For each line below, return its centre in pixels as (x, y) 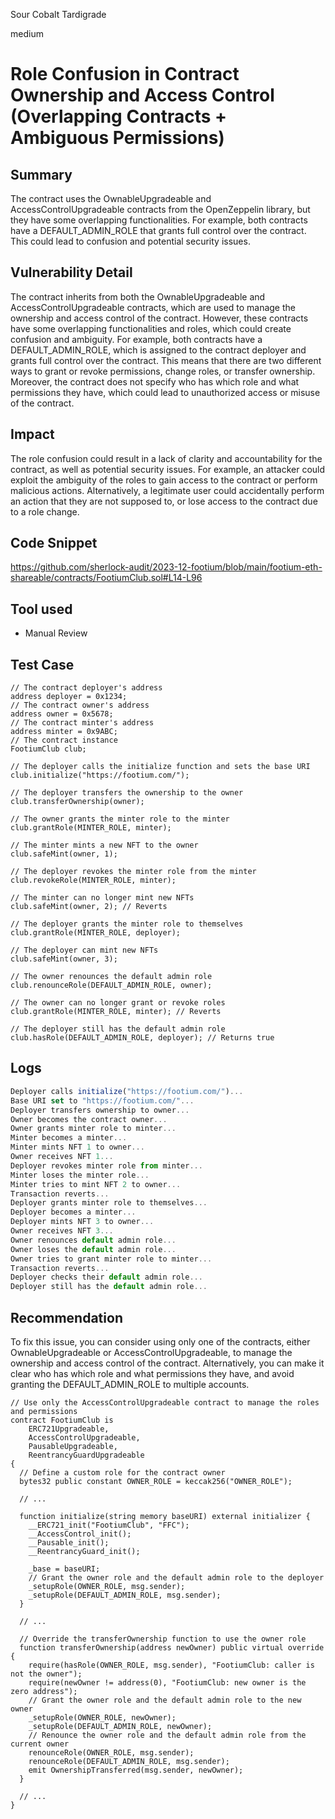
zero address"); (44, 1691)
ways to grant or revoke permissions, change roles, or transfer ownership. (163, 371)
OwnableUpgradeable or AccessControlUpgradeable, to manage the (151, 1352)
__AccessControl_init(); (80, 1534)
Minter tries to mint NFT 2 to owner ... (96, 1184)
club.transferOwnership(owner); (77, 802)
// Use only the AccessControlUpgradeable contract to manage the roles (165, 1402)
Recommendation (66, 1317)
